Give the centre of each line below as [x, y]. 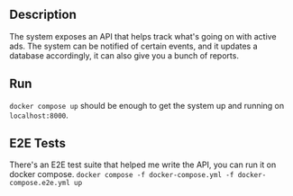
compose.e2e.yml [40, 183]
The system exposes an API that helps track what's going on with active [143, 36]
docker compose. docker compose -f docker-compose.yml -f [122, 174]
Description [43, 15]
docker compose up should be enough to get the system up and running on [147, 105]
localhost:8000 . [39, 115]
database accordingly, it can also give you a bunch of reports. [124, 55]
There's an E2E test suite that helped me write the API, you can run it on [143, 165]
